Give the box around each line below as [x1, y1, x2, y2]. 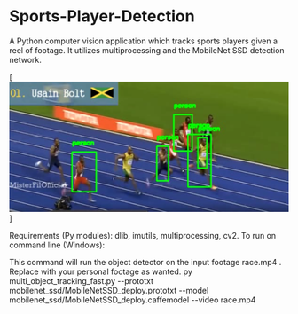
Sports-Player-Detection [9, 6, 195, 27]
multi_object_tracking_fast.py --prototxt [9, 275, 153, 286]
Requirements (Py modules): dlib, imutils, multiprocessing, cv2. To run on [9, 230, 277, 240]
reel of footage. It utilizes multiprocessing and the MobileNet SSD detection [9, 44, 286, 55]
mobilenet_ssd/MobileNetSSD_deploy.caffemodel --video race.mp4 [9, 294, 256, 305]
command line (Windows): [9, 239, 105, 250]
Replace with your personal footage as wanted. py [9, 266, 193, 277]
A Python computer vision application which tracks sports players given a [9, 35, 278, 46]
